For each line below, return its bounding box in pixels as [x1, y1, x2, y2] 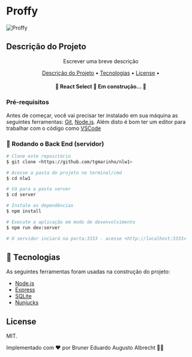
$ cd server [6, 191, 36, 198]
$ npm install [6, 208, 42, 214]
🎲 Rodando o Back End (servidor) [6, 140, 104, 148]
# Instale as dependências [6, 203, 74, 209]
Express [14, 286, 35, 293]
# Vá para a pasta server [6, 186, 71, 192]
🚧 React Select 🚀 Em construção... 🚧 [55, 83, 147, 90]
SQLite [14, 293, 32, 300]
